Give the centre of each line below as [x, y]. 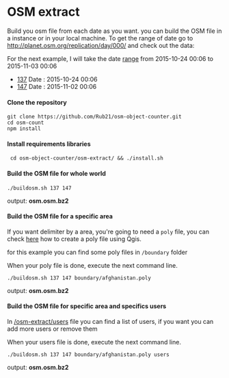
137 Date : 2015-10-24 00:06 [57, 79]
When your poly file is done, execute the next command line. [92, 265]
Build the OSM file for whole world [56, 173]
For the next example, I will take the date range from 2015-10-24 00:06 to [110, 58]
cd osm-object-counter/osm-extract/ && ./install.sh [87, 158]
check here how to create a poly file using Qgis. [75, 239]
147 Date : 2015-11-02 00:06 [57, 86]
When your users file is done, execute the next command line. [94, 342]
